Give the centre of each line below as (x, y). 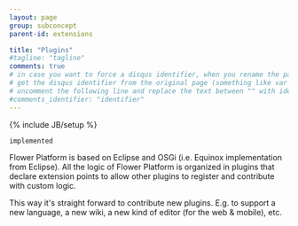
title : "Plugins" (41, 50)
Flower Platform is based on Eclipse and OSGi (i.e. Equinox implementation (145, 157)
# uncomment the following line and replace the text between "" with (142, 91)
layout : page (33, 17)
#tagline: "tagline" (47, 58)
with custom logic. (43, 185)
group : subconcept (43, 26)
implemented (31, 141)
